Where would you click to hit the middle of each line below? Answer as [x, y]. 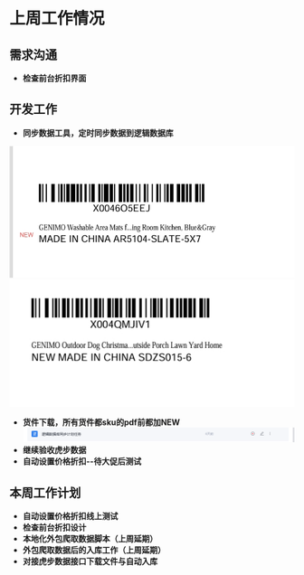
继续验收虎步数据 [54, 450]
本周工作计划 [45, 492]
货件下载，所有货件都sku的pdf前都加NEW [101, 422]
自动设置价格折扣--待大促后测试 [82, 461]
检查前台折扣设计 [54, 528]
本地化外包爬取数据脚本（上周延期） [90, 539]
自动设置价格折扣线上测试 [70, 516]
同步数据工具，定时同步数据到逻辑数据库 [98, 133]
